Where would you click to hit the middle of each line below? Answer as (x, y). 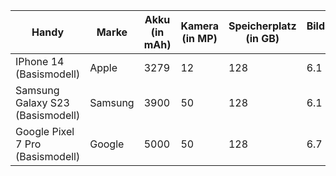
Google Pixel (45, 131)
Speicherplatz (262, 26)
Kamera (199, 26)
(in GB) (262, 38)
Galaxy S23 (42, 102)
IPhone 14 (40, 61)
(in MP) (199, 38)
